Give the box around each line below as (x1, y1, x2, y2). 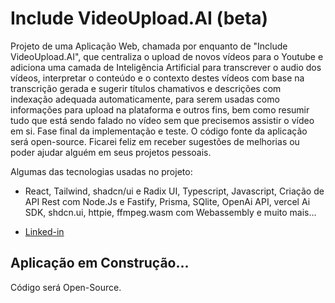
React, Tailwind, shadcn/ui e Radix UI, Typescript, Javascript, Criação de (24, 185, 325, 197)
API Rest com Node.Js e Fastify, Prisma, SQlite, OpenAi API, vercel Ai (24, 195, 311, 207)
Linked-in (24, 225, 65, 237)
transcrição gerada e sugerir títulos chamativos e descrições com (10, 82, 282, 94)
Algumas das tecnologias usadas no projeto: (10, 165, 193, 177)
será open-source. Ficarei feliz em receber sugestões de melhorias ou (10, 135, 300, 147)
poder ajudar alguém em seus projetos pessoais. (10, 146, 212, 158)
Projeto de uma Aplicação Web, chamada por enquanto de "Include (10, 40, 288, 52)
